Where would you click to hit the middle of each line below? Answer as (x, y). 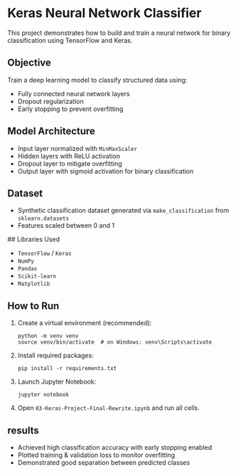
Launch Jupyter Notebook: (57, 381)
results (23, 430)
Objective (29, 63)
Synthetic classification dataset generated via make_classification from (123, 211)
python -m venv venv (48, 336)
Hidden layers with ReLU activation (69, 156)
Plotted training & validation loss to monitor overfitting (96, 455)
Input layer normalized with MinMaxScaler (77, 148)
